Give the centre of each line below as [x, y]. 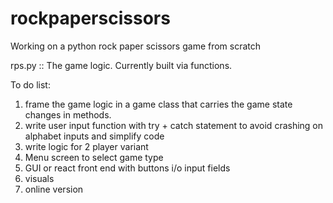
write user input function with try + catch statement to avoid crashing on [174, 125]
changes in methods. [68, 114]
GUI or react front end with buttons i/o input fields [127, 168]
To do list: [30, 84]
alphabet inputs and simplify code [94, 136]
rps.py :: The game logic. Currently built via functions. [121, 65]
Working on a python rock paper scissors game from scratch [136, 46]
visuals [39, 178]
